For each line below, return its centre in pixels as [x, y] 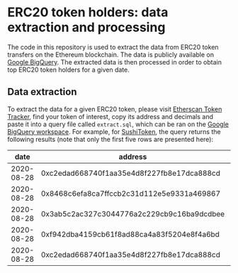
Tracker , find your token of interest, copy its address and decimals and [110, 116]
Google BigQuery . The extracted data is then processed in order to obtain [114, 62]
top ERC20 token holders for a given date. [68, 69]
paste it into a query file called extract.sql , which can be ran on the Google [118, 124]
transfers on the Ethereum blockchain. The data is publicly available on [111, 55]
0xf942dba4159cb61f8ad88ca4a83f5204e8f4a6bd [130, 234]
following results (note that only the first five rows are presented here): [110, 139]
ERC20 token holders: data [88, 12]
